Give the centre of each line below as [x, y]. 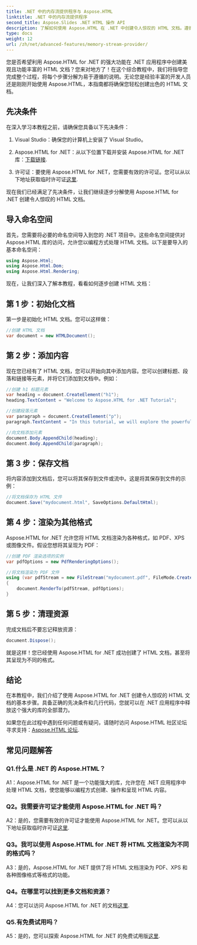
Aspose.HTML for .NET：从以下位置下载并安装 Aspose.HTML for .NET [99, 152]
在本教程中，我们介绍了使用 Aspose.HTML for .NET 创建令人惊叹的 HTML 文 [98, 695]
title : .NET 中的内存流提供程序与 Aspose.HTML [60, 11]
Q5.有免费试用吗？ [32, 922]
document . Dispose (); [31, 640]
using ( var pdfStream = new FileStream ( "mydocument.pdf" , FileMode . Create [99, 578]
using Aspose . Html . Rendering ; [43, 271]
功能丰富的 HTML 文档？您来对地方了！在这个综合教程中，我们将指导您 [102, 69]
